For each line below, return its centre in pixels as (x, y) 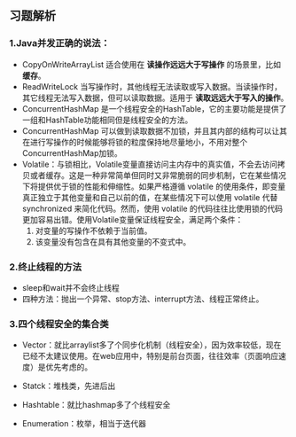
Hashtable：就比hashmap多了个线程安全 (96, 405)
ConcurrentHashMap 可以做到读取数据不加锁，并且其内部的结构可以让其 (155, 130)
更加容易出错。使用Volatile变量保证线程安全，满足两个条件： (132, 219)
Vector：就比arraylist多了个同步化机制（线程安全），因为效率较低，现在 (152, 345)
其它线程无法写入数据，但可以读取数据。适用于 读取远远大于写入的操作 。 (155, 98)
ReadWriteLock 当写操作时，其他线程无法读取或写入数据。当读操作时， (152, 86)
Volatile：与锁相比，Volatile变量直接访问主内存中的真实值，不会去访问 (150, 164)
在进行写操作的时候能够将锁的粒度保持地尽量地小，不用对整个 (135, 142)
